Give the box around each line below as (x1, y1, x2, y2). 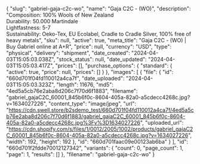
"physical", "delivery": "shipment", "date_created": (6, 49, 130, 56)
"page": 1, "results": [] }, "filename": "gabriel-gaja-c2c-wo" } (6, 151, 155, 157)
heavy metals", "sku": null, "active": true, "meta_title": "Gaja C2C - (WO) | (6, 37, 187, 44)
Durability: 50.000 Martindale (6, 18, 79, 24)
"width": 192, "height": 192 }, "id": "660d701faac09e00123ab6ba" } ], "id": (6, 138, 189, 145)
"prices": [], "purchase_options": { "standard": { (55, 62, 173, 69)
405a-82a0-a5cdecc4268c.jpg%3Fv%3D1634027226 (6, 119, 140, 126)
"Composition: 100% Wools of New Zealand (6, 11, 114, 18)
